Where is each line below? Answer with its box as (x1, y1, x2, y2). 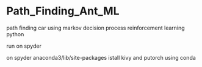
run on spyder (6, 42, 41, 49)
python (6, 30, 24, 37)
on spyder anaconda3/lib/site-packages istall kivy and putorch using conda (6, 54, 197, 61)
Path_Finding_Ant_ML (6, 4, 120, 18)
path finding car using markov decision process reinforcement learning (6, 24, 185, 31)
